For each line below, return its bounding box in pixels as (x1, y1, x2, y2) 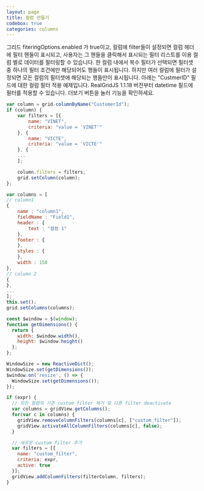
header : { (17, 220, 45, 226)
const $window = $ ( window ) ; (6, 315, 78, 322)
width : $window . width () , (17, 333, 81, 339)
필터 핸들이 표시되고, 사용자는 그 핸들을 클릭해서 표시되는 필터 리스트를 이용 (12, 51, 192, 59)
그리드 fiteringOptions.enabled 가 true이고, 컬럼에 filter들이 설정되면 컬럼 (6, 43, 183, 51)
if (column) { (6, 107, 43, 113)
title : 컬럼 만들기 (6, 15, 49, 21)
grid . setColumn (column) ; (17, 174, 81, 181)
